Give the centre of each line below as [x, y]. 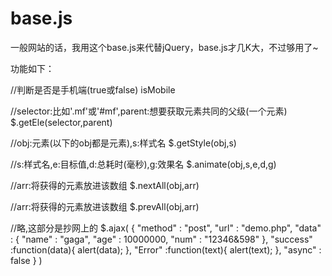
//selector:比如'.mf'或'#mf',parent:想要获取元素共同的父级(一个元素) [149, 111]
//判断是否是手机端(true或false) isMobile [93, 89]
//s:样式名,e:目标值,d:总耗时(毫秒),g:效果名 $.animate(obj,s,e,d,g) [143, 164]
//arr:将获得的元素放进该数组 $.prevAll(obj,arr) [105, 206]
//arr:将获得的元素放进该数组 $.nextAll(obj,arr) [105, 185]
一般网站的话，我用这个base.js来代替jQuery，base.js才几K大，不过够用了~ [164, 47]
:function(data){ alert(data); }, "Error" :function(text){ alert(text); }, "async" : [166, 249]
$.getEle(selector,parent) [61, 122]
